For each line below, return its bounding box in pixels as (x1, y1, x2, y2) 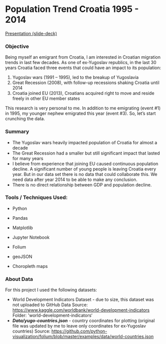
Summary (5, 128, 30, 135)
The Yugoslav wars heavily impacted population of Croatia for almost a (12, 139, 158, 145)
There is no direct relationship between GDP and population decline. (12, 181, 152, 187)
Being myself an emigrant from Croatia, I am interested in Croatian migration (5, 54, 161, 60)
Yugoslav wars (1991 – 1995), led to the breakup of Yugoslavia (12, 75, 139, 81)
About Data (5, 275, 33, 282)
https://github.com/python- (51, 328, 108, 334)
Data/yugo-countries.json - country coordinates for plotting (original (12, 318, 155, 324)
